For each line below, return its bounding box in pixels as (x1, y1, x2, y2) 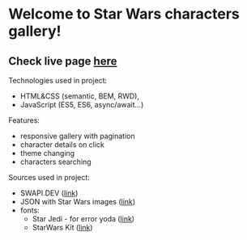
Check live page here (8, 54, 117, 68)
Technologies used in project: (8, 76, 108, 85)
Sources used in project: (8, 173, 91, 182)
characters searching (19, 157, 92, 166)
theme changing (19, 149, 75, 158)
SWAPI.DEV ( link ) (19, 188, 79, 198)
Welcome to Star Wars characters (8, 5, 241, 23)
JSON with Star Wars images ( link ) (19, 197, 136, 206)
